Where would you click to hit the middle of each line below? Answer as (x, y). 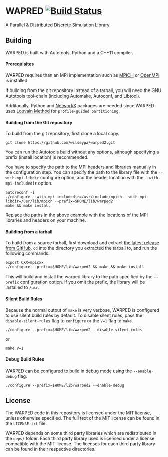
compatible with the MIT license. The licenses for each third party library (80, 444)
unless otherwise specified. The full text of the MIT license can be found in (82, 418)
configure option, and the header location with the (92, 178)
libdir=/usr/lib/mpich (29, 201)
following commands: (27, 253)
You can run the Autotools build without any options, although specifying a (82, 152)
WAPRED (24, 11)
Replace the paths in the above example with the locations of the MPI (77, 215)
